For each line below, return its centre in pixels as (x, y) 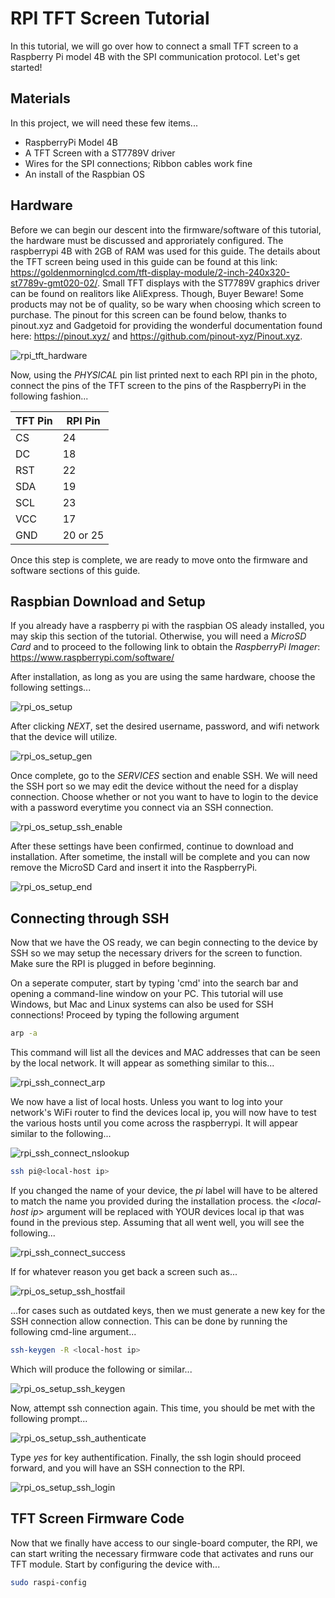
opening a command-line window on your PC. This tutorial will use (147, 994)
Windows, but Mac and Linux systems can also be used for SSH (142, 1004)
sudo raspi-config (48, 1582)
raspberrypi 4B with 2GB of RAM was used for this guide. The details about (165, 251)
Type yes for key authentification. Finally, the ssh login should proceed (156, 1457)
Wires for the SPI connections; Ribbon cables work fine (138, 163)
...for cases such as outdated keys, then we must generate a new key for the (168, 1310)
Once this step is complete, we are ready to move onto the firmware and (159, 559)
